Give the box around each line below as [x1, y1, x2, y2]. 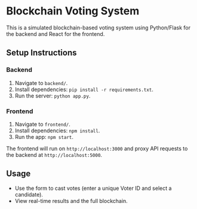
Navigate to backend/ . [14, 79, 68, 86]
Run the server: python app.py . [14, 92, 91, 99]
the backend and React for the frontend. [6, 30, 105, 37]
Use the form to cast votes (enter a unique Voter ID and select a [14, 184, 172, 192]
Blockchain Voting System [6, 4, 140, 18]
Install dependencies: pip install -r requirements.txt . [14, 86, 154, 93]
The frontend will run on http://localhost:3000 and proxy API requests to [6, 145, 188, 152]
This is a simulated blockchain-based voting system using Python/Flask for [6, 24, 191, 31]
